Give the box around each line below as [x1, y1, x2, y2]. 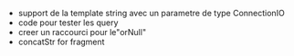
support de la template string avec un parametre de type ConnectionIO [17, 8, 285, 18]
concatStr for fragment [17, 36, 105, 47]
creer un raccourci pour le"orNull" [17, 27, 147, 37]
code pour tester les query [17, 17, 119, 28]
